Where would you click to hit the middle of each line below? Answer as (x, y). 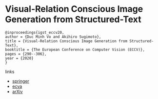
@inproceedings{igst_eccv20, (35, 32)
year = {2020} (20, 58)
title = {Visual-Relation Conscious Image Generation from (66, 41)
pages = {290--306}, (26, 54)
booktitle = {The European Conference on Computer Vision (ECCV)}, (75, 49)
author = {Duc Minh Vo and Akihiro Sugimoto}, (53, 37)
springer (20, 81)
